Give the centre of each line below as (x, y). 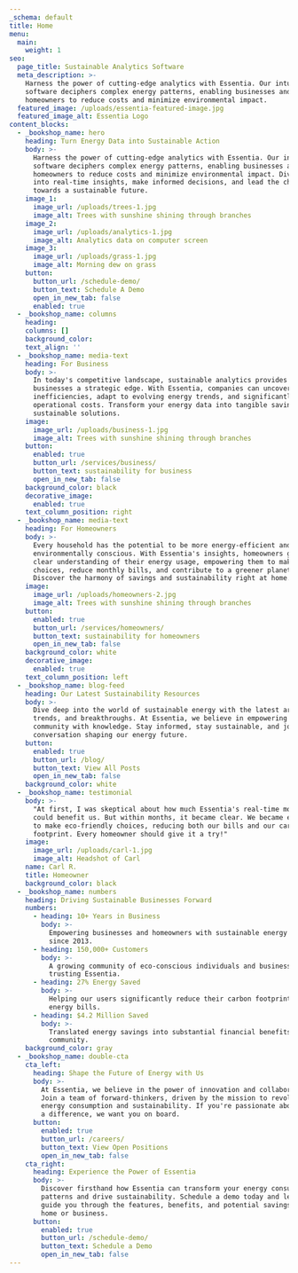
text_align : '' (53, 347)
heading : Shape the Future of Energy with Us (118, 1073)
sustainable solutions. (77, 413)
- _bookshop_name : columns (67, 314)
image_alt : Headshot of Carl (86, 859)
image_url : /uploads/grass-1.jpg (94, 257)
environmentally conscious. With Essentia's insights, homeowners (158, 554)
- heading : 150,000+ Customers (90, 949)
